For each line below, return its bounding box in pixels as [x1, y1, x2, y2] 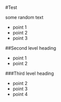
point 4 [12, 91, 28, 97]
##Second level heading [5, 45, 56, 51]
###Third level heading [5, 70, 54, 76]
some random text [5, 14, 44, 20]
